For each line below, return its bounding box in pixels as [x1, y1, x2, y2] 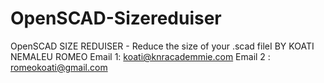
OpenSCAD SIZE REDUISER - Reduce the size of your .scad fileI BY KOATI [10, 40, 315, 52]
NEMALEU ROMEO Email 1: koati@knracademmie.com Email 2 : [10, 50, 271, 62]
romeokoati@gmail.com [10, 61, 108, 73]
